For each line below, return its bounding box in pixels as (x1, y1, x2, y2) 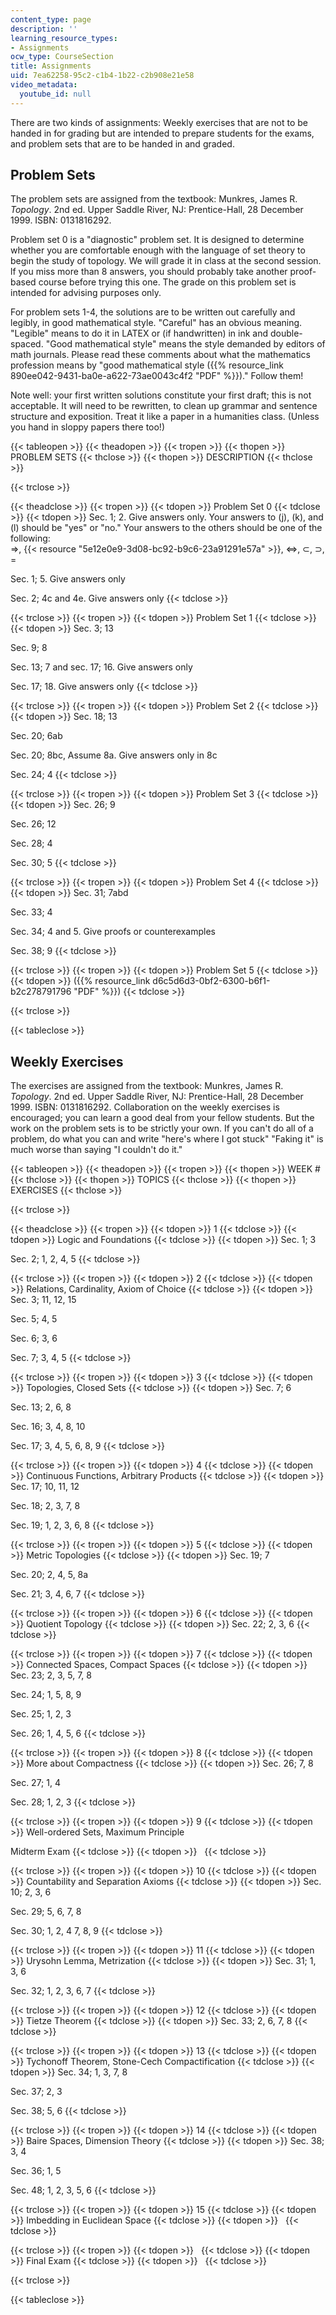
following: (10, 532, 51, 545)
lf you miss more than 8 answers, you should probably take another (10, 266, 288, 278)
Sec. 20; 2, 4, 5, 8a (10, 1569, 89, 1581)
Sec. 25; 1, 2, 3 (10, 1708, 72, 1720)
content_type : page (10, 14, 92, 25)
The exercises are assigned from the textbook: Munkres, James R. (10, 1080, 284, 1092)
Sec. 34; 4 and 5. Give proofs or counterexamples (10, 926, 216, 938)
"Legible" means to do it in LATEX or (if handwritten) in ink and (10, 327, 269, 340)
